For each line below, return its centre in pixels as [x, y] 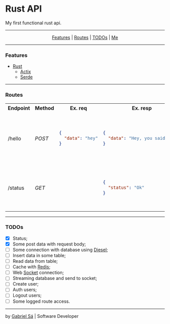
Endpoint [19, 108]
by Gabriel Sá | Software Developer [42, 316]
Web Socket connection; [38, 273]
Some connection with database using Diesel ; [60, 250]
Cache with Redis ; [31, 267]
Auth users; [25, 290]
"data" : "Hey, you [130, 138]
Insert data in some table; [39, 256]
